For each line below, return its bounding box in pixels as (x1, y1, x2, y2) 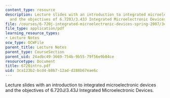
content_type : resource (5, 7, 56, 13)
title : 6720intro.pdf (5, 63, 51, 68)
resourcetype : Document (5, 59, 56, 64)
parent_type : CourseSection (5, 49, 65, 54)
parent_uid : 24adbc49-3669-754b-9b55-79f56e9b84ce (5, 54, 114, 59)
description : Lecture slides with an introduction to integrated (5, 12, 146, 17)
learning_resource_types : (5, 31, 60, 36)
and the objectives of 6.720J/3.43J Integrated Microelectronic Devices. (5, 87, 154, 93)
